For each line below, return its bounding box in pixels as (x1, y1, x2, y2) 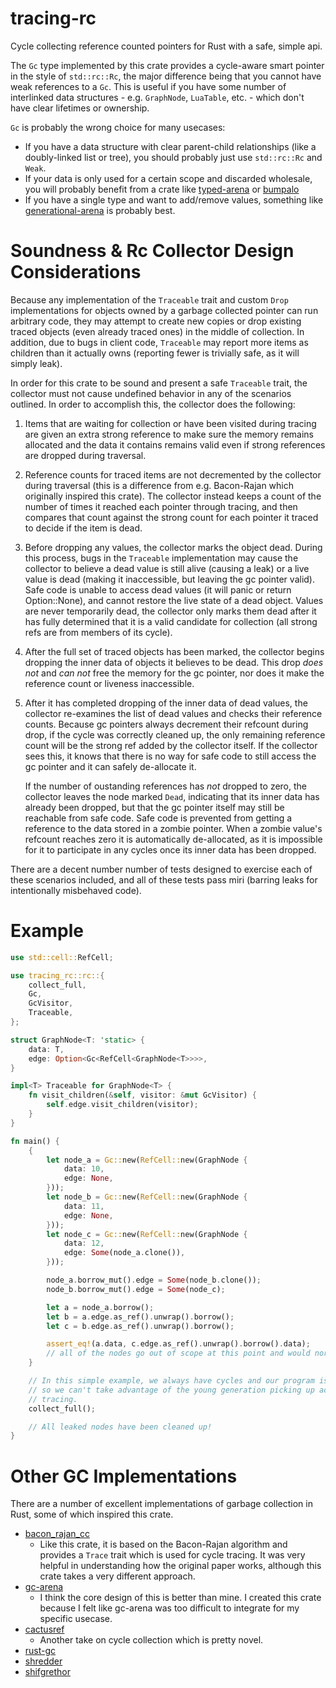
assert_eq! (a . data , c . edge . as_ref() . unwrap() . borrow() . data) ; (46, 1339, 311, 1349)
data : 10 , (63, 1164, 105, 1174)
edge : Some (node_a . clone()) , (63, 1248, 186, 1258)
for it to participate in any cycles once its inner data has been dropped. (24, 843, 317, 856)
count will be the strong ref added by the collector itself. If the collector (24, 739, 318, 751)
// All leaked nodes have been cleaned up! (28, 1422, 213, 1432)
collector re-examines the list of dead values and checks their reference (24, 707, 323, 719)
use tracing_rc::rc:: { (10, 970, 105, 981)
